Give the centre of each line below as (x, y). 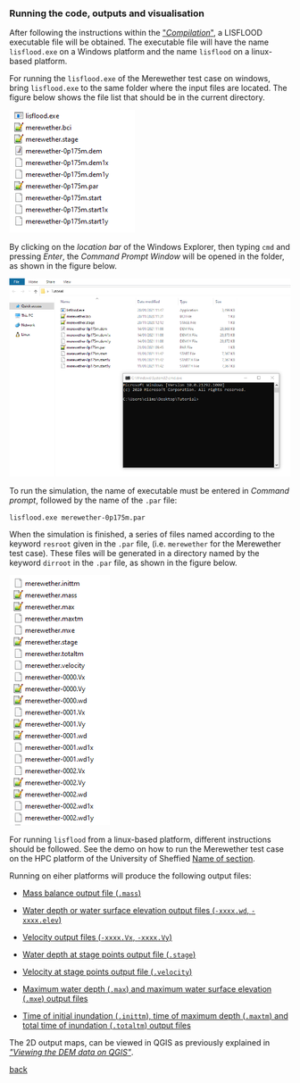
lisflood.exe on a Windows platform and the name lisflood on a (129, 52)
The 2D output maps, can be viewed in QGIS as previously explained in (140, 1042)
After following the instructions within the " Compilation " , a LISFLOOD (136, 33)
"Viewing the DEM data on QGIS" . (71, 1052)
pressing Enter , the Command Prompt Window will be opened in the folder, (147, 256)
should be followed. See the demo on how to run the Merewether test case (146, 849)
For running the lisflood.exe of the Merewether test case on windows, (140, 79)
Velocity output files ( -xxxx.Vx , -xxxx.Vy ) (97, 937)
